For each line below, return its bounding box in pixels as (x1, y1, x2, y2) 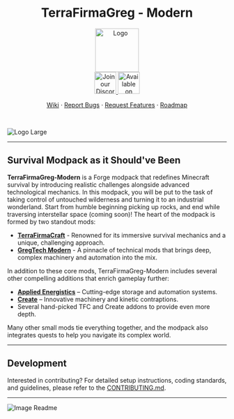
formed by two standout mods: (7, 218, 96, 226)
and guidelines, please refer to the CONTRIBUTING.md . (7, 383, 166, 392)
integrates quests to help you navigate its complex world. (7, 330, 171, 339)
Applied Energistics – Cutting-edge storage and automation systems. (17, 287, 218, 296)
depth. (17, 310, 36, 318)
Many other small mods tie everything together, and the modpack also (7, 323, 209, 332)
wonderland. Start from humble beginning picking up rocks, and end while (7, 202, 221, 211)
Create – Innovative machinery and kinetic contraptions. (17, 295, 179, 303)
